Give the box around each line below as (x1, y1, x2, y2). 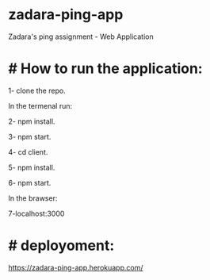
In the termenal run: (8, 101, 73, 110)
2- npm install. (8, 117, 55, 126)
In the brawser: (8, 193, 58, 203)
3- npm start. (8, 132, 52, 141)
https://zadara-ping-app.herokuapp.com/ (8, 263, 143, 272)
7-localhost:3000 (8, 209, 65, 218)
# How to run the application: (8, 59, 204, 78)
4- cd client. (8, 147, 48, 156)
